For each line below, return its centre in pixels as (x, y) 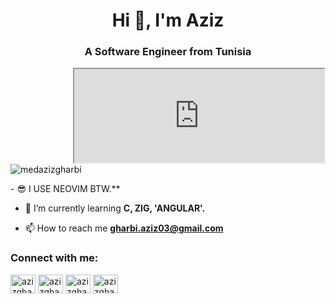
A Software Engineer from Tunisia (168, 52)
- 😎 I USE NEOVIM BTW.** (65, 189)
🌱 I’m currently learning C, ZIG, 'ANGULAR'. (115, 208)
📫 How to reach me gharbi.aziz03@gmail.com (124, 228)
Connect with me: (54, 258)
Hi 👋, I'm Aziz (168, 20)
